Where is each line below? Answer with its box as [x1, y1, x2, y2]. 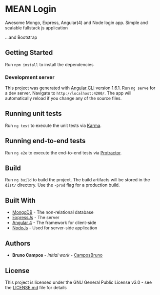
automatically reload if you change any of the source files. [5, 96, 122, 101]
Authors [5, 239, 31, 247]
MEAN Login [5, 3, 57, 15]
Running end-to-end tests [5, 137, 86, 145]
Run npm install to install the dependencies [5, 61, 94, 67]
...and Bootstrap [5, 34, 38, 40]
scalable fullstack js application [5, 25, 68, 30]
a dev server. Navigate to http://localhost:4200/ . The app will [5, 90, 132, 96]
